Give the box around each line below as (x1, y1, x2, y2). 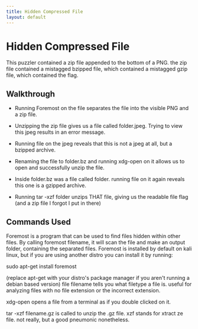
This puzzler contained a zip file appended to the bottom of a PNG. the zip (6, 59, 187, 66)
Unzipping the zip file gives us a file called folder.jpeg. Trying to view (14, 122, 183, 130)
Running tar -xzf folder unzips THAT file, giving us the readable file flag (14, 193, 189, 201)
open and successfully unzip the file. (14, 164, 105, 172)
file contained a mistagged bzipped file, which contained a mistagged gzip (6, 66, 188, 73)
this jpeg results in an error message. (14, 128, 106, 136)
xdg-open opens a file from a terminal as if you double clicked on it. (6, 298, 171, 305)
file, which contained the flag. (6, 72, 79, 79)
